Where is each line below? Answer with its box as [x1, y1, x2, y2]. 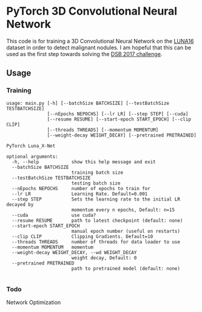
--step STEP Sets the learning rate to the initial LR [12, 196, 181, 202]
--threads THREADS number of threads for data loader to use [12, 239, 181, 245]
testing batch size [71, 180, 121, 186]
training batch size [71, 169, 123, 175]
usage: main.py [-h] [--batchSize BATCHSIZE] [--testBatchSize [6, 100, 170, 106]
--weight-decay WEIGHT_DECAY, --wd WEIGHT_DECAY [12, 249, 137, 255]
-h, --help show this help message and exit [12, 158, 156, 165]
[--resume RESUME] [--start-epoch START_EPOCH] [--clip [47, 116, 191, 122]
